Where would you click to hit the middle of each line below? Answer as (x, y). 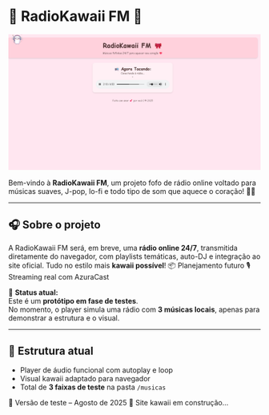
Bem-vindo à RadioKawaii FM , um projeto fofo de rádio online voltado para (132, 183)
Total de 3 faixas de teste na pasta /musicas (93, 387)
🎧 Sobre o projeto (55, 225)
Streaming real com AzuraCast (59, 277)
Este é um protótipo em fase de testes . (73, 301)
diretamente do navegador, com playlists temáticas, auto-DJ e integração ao (134, 256)
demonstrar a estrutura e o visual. (64, 318)
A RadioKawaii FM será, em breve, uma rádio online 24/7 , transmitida (123, 248)
